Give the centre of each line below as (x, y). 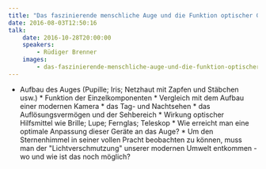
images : (35, 60)
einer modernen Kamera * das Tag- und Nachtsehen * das (115, 106)
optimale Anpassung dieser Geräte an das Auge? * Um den (116, 131)
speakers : (39, 45)
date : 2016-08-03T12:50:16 (53, 23)
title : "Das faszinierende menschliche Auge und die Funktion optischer (131, 15)
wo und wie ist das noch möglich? (75, 156)
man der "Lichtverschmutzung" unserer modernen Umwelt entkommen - (138, 148)
